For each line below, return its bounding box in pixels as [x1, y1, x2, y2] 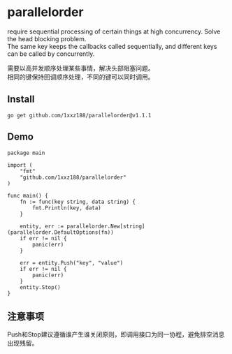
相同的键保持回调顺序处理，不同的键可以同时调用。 [7, 73, 154, 81]
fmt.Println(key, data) [32, 204, 101, 212]
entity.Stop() [20, 283, 61, 290]
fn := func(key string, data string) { [20, 198, 136, 205]
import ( [7, 161, 33, 168]
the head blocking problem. [7, 34, 87, 43]
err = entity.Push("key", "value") [20, 259, 124, 266]
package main [7, 149, 45, 156]
